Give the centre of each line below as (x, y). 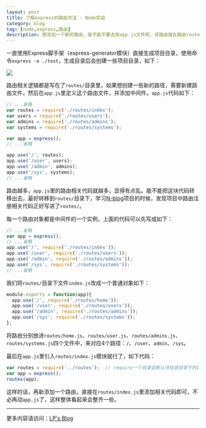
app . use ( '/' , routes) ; (35, 155)
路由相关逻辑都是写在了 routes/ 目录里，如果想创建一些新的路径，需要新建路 (102, 85)
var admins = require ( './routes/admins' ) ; (61, 121)
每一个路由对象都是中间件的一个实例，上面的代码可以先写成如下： (90, 219)
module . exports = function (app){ (49, 294)
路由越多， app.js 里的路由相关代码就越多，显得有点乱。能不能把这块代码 (98, 190)
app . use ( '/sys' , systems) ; (41, 172)
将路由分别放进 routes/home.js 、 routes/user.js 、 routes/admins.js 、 (94, 335)
